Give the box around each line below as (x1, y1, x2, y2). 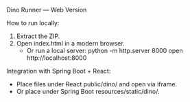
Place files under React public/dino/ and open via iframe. (16, 80, 178, 88)
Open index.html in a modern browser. (16, 39, 125, 47)
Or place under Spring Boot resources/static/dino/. (16, 88, 160, 95)
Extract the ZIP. (16, 32, 60, 40)
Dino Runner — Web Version (6, 6, 87, 14)
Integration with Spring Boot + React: (6, 67, 111, 75)
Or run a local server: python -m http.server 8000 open (26, 47, 183, 54)
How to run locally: (6, 19, 60, 27)
